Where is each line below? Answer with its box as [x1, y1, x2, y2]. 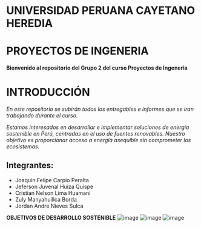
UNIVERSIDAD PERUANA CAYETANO [6, 4, 196, 18]
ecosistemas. [6, 143, 40, 150]
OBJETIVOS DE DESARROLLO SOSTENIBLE [6, 214, 116, 221]
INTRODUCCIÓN [6, 85, 90, 99]
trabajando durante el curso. [6, 112, 78, 119]
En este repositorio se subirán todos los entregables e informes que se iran [6, 105, 194, 113]
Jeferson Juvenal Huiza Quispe [15, 183, 94, 190]
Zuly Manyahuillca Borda [15, 196, 77, 203]
